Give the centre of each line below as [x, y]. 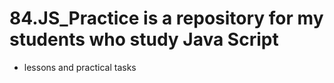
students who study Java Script [144, 39]
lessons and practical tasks [80, 67]
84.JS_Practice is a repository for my [166, 18]
